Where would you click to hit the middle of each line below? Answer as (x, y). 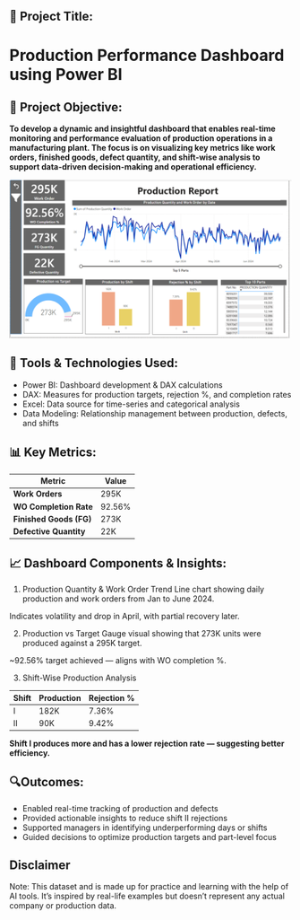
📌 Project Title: (51, 17)
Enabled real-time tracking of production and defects (120, 808)
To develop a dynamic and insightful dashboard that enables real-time (142, 129)
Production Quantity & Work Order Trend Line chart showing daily (143, 590)
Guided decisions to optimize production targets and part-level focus (150, 837)
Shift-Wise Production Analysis (79, 678)
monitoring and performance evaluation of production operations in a (141, 138)
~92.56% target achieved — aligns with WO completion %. (118, 661)
